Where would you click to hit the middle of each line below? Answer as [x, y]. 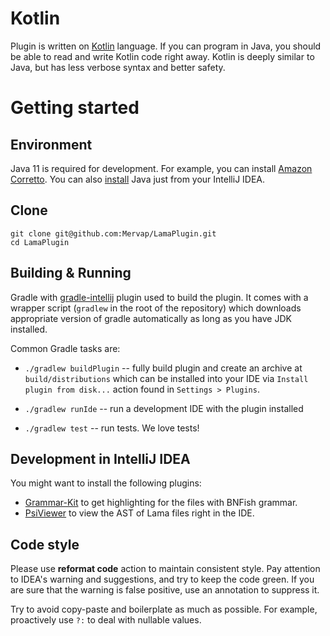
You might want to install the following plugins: [106, 483]
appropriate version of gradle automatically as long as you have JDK [151, 318]
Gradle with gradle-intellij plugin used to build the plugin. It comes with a [159, 297]
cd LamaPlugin [40, 242]
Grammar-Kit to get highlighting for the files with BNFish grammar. [161, 503]
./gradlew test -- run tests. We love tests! [112, 428]
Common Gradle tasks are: [65, 348]
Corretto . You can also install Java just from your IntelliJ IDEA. [138, 179]
